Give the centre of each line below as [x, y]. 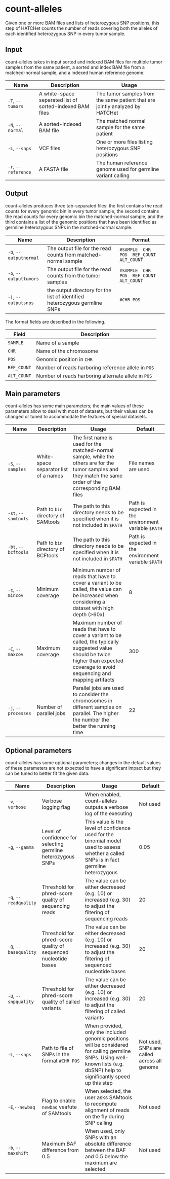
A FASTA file [53, 169]
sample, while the [94, 457]
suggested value [92, 648]
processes [19, 713]
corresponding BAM [97, 488]
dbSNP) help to [103, 1070]
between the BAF [105, 1150]
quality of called [61, 1002]
